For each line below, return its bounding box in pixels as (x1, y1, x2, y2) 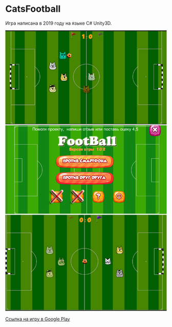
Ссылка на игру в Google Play (5, 316, 70, 322)
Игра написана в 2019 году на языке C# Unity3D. (5, 20, 112, 26)
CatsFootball (5, 3, 61, 15)
